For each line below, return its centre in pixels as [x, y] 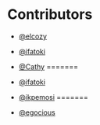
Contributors [50, 15]
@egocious [37, 112]
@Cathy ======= [48, 66]
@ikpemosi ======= [54, 97]
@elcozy [33, 36]
